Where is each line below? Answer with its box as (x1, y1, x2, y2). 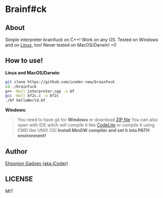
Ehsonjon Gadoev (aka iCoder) (5, 160, 68, 166)
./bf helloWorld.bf (5, 98, 46, 103)
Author (5, 147, 27, 155)
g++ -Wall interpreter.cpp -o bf (5, 88, 75, 93)
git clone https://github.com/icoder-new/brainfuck (5, 79, 115, 84)
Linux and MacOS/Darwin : (5, 69, 61, 75)
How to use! (5, 56, 43, 65)
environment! (17, 132, 46, 138)
